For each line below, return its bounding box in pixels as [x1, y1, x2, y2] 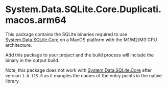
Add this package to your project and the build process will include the [5, 52, 154, 58]
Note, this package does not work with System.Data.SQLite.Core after [5, 67, 152, 73]
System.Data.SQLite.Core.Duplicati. [5, 4, 162, 15]
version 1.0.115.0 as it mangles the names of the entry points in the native [5, 72, 162, 78]
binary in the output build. [5, 57, 60, 63]
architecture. [5, 42, 32, 48]
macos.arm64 [5, 14, 67, 26]
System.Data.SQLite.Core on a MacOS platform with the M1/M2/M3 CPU [5, 37, 157, 43]
